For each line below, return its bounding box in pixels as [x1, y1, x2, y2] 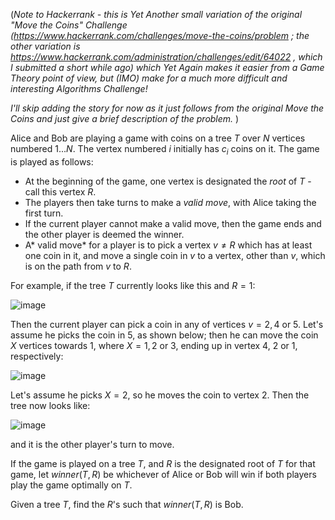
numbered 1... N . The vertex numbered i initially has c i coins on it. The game [10, 143, 320, 157]
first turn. [24, 207, 64, 219]
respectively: [10, 350, 64, 362]
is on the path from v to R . [24, 260, 132, 272]
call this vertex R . [24, 185, 97, 198]
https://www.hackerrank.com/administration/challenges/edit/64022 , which [10, 51, 323, 63]
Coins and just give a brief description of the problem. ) [10, 113, 240, 124]
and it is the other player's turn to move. [10, 438, 175, 450]
